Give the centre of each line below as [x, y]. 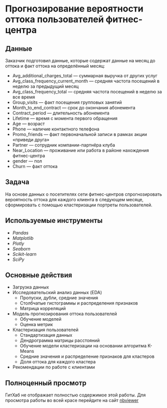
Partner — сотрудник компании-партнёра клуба [64, 145]
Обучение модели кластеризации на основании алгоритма [83, 346]
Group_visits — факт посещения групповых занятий [67, 102]
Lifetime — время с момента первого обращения [65, 118]
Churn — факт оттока [35, 166]
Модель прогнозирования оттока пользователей [65, 314]
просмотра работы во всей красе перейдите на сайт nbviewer [72, 400]
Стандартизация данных [46, 335]
